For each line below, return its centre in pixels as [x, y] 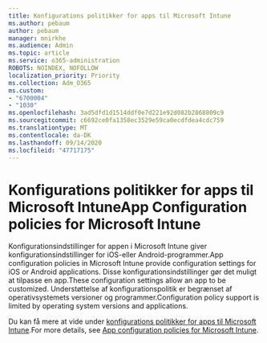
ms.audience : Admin [41, 46]
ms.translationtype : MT [48, 128]
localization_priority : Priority [64, 76]
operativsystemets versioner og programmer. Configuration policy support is [133, 297]
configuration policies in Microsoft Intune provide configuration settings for [132, 263]
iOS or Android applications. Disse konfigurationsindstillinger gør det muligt [133, 272]
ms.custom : [26, 90]
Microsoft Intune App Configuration [127, 207]
